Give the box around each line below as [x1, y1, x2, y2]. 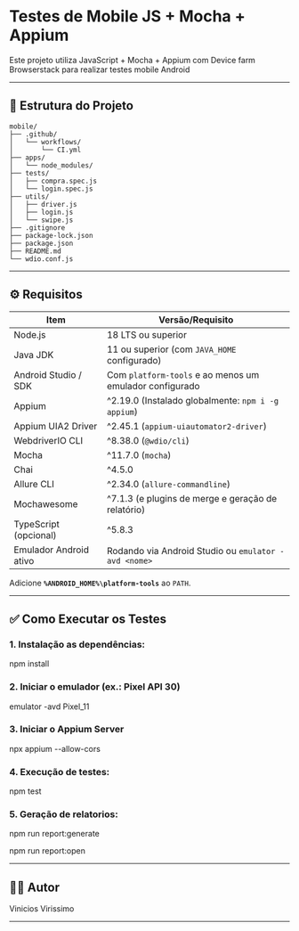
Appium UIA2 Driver [13, 420, 98, 432]
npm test [9, 786, 42, 796]
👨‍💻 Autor [9, 879, 61, 894]
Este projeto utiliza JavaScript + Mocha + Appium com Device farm [9, 54, 256, 65]
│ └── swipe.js [9, 216, 74, 225]
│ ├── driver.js [9, 200, 77, 208]
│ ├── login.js [9, 208, 74, 216]
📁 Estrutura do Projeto [9, 98, 133, 113]
